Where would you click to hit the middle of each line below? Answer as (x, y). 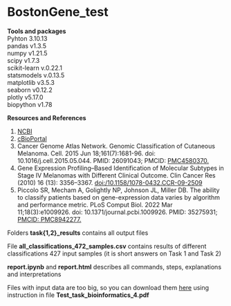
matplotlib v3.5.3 (31, 82)
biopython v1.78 (30, 104)
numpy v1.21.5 (27, 53)
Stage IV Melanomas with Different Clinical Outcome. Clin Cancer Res (116, 175)
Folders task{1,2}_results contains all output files (78, 233)
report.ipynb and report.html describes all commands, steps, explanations (114, 267)
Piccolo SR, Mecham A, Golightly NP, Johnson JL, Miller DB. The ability (118, 190)
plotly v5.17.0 (25, 97)
